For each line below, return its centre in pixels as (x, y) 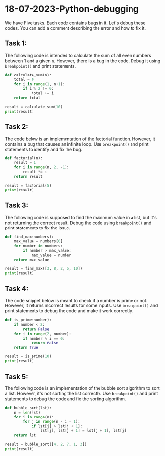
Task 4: (17, 288)
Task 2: (16, 127)
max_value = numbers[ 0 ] (38, 241)
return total (27, 98)
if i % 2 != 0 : (38, 89)
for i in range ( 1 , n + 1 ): (39, 84)
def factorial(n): (24, 158)
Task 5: (16, 376)
